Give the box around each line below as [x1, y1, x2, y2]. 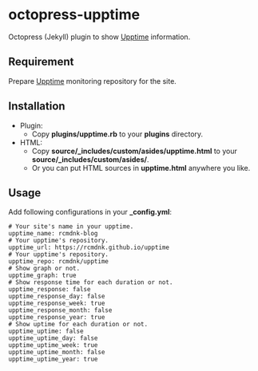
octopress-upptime [8, 6, 141, 24]
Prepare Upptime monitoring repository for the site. [8, 76, 177, 85]
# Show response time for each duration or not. [8, 278, 173, 286]
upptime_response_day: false [8, 293, 105, 301]
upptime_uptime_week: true [8, 341, 98, 349]
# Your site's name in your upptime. [8, 223, 134, 231]
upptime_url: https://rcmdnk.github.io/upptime [8, 243, 170, 252]
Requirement [8, 55, 74, 69]
